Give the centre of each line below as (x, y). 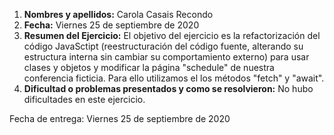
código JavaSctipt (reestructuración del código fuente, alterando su (163, 46)
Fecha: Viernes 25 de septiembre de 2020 (111, 25)
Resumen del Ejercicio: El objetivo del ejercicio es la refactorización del (172, 35)
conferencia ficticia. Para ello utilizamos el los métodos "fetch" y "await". (174, 78)
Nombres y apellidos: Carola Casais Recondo (118, 14)
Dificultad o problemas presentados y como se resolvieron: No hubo (168, 88)
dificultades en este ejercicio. (84, 99)
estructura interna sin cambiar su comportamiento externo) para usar (166, 57)
